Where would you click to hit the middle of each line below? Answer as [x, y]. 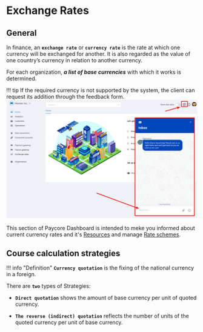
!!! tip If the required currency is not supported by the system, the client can [101, 90]
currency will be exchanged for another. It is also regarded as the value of [98, 54]
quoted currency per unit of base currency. [69, 322]
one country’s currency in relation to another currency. [74, 60]
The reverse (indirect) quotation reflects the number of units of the [102, 316]
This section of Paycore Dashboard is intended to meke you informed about [101, 228]
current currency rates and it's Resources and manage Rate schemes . [93, 234]
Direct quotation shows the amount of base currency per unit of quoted [106, 298]
